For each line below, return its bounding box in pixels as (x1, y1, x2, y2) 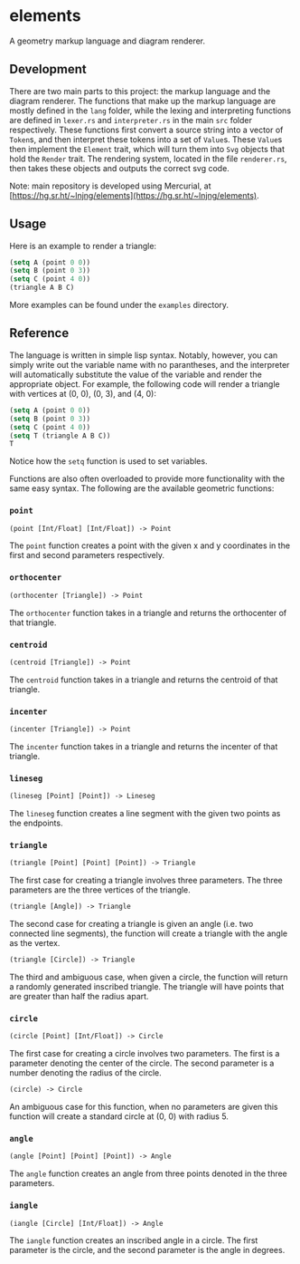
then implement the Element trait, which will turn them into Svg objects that (9, 143, 286, 154)
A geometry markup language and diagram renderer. (9, 35, 206, 46)
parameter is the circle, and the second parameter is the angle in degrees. (9, 1245, 286, 1256)
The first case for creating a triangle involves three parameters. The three (9, 875, 283, 886)
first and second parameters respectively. (9, 550, 165, 561)
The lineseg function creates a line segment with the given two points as (9, 808, 281, 819)
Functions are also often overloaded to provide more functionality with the (9, 473, 286, 485)
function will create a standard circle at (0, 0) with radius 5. (9, 1111, 229, 1122)
